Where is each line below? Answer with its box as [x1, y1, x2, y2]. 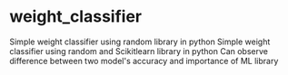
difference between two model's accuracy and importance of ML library [9, 55, 279, 66]
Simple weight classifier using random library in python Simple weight [9, 36, 271, 47]
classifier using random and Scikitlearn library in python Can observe [9, 45, 268, 56]
